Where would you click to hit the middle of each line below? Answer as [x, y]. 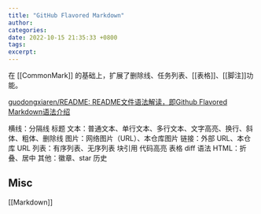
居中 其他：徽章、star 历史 [64, 158]
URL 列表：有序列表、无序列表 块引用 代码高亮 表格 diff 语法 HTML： [128, 148]
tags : [17, 45]
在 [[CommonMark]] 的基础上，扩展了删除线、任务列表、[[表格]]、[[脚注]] [127, 75]
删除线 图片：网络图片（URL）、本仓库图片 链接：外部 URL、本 [143, 138]
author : [21, 23]
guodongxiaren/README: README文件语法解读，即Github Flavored [118, 102]
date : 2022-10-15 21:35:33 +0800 [63, 37]
